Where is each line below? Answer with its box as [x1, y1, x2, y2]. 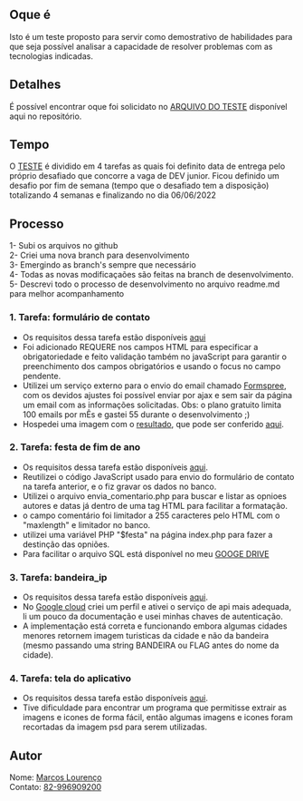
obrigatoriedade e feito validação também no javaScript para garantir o [22, 351, 288, 362]
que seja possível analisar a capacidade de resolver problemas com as [9, 41, 273, 52]
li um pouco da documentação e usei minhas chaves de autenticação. [22, 611, 283, 622]
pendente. [22, 370, 62, 381]
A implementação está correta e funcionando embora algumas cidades [22, 620, 288, 631]
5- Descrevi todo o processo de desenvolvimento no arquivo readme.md [9, 278, 280, 289]
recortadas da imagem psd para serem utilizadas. [22, 721, 208, 733]
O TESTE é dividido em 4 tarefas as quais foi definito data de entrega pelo [9, 161, 286, 171]
